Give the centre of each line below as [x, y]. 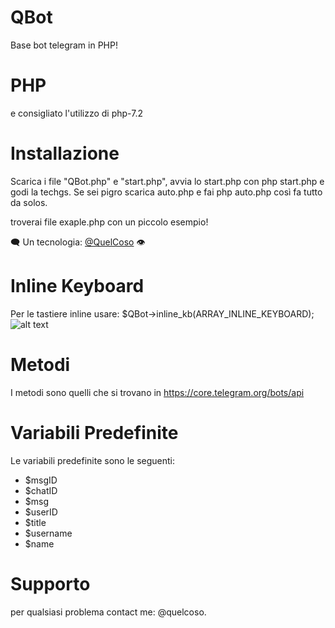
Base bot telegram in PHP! [64, 45]
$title [35, 522]
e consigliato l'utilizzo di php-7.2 [76, 113]
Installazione [65, 153]
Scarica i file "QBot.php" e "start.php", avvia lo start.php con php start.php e [167, 181]
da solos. [29, 202]
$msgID [41, 480]
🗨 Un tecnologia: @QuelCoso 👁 [78, 242]
